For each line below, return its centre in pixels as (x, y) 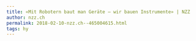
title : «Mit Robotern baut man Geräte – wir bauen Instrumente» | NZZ (98, 12)
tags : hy (17, 29)
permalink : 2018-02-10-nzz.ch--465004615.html (67, 23)
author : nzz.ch (26, 17)
